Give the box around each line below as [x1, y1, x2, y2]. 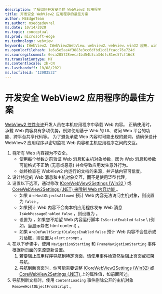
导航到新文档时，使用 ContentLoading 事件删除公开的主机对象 [12, 277, 134, 283]
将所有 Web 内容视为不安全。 [12, 150, 70, 155]
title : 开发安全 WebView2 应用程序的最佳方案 [5, 12, 89, 16]
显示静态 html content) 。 [32, 222, 82, 228]
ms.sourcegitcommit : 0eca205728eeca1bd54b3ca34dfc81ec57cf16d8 [5, 52, 135, 57]
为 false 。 [19, 198, 41, 204]
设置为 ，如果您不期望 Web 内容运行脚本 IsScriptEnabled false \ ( [19, 217, 151, 222]
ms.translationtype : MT [5, 57, 53, 62]
